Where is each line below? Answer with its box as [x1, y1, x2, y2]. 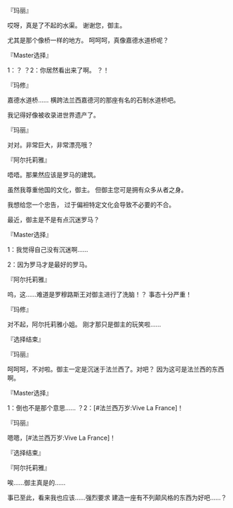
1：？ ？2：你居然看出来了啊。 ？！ [7, 66, 110, 74]
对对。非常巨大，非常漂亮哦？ [7, 141, 93, 149]
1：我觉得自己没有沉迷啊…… [7, 246, 88, 253]
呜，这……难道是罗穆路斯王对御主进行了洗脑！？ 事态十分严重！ [7, 291, 192, 298]
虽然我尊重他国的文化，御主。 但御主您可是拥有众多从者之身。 [7, 186, 187, 193]
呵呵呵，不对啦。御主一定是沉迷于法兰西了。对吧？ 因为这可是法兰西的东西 [7, 365, 225, 373]
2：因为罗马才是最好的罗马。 [7, 260, 91, 269]
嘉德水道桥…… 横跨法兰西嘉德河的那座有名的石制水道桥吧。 [7, 96, 180, 104]
